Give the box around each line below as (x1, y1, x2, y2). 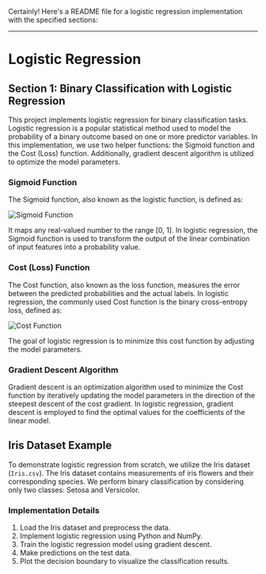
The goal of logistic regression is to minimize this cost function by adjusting (8, 336, 255, 345)
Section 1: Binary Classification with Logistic (8, 82, 232, 95)
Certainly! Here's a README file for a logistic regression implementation (8, 7, 243, 16)
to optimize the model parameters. (8, 158, 121, 166)
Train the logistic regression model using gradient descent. (19, 540, 212, 549)
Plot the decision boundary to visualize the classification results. (19, 557, 230, 565)
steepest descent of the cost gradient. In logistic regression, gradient (8, 399, 234, 409)
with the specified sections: (8, 15, 98, 25)
